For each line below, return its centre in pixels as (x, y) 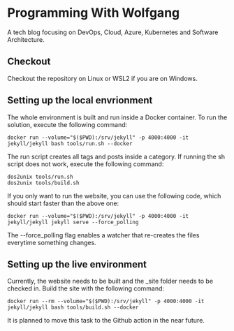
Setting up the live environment (77, 264)
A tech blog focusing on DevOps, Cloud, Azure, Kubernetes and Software (113, 32)
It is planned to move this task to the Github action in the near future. (106, 321)
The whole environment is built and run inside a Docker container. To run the (117, 117)
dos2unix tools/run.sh (40, 177)
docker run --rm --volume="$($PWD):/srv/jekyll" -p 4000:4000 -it (106, 302)
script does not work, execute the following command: (86, 164)
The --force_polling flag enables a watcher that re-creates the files (103, 235)
